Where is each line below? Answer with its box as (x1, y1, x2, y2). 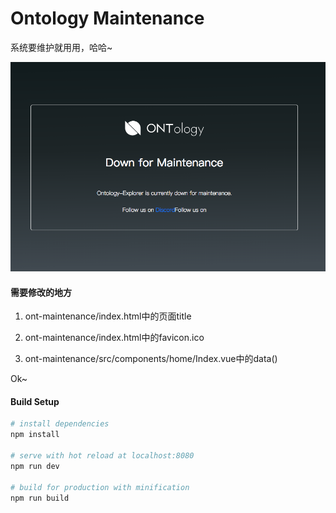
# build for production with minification (10, 482, 190, 492)
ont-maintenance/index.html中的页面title (24, 310, 192, 322)
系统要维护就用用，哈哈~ (10, 41, 113, 53)
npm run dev (10, 461, 60, 471)
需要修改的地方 (10, 286, 72, 298)
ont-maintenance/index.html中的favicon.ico (24, 332, 205, 344)
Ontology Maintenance (10, 7, 205, 30)
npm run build (10, 493, 70, 503)
